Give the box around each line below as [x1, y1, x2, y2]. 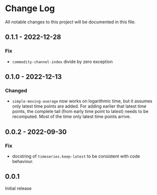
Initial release [5, 185, 32, 191]
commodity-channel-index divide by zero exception [12, 59, 113, 65]
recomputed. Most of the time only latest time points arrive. [12, 114, 131, 119]
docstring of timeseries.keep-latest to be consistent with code [12, 153, 140, 159]
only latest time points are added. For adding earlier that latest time [12, 103, 147, 109]
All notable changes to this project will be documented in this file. [5, 19, 136, 25]
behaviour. [12, 159, 34, 164]
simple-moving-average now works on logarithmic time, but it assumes [12, 98, 153, 104]
